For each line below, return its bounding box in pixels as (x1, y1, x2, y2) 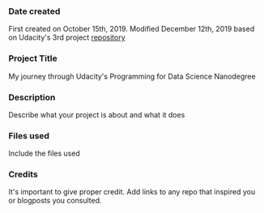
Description (8, 92, 56, 103)
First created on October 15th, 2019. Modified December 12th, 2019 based (8, 24, 255, 34)
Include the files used (8, 148, 81, 159)
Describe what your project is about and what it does (8, 109, 185, 119)
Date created (8, 6, 61, 17)
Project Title (8, 53, 58, 64)
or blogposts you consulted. (8, 196, 103, 206)
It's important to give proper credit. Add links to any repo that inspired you (8, 187, 256, 197)
